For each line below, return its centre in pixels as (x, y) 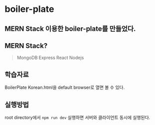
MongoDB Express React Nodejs (50, 58)
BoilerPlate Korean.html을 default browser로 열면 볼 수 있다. (65, 87)
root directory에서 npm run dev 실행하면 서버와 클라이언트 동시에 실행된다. (77, 118)
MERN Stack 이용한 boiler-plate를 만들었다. (70, 29)
